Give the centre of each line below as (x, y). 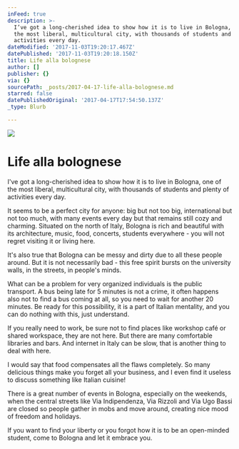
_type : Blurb (27, 107)
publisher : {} (29, 74)
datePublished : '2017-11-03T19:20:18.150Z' (73, 54)
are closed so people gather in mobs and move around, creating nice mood (118, 408)
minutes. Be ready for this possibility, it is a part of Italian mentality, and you (118, 306)
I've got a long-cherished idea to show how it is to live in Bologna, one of (115, 181)
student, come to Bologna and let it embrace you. (80, 438)
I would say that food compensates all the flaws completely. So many (109, 364)
